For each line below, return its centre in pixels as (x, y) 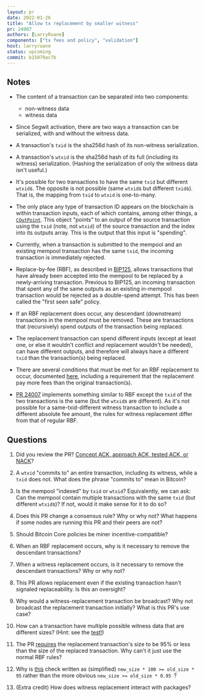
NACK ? (25, 461)
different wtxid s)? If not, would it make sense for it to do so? (91, 504)
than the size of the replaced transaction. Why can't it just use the (99, 651)
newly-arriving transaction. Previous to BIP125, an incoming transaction (106, 282)
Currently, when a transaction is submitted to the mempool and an (99, 244)
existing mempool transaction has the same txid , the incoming (95, 251)
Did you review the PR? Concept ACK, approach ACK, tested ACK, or (102, 454)
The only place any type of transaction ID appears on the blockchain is (105, 207)
